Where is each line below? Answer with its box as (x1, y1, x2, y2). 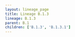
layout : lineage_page (5, 7, 49, 12)
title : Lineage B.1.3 (5, 12, 49, 16)
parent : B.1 (5, 20, 29, 25)
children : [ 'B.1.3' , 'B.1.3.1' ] (5, 25, 71, 30)
